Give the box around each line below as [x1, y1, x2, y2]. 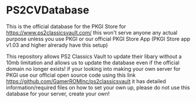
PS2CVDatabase [6, 4, 89, 17]
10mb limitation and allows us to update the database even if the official [6, 59, 180, 66]
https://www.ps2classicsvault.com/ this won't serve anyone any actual [6, 29, 178, 36]
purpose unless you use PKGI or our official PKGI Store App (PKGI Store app [6, 35, 191, 42]
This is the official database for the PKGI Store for [6, 23, 127, 30]
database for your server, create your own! [6, 90, 110, 97]
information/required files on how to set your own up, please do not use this [6, 84, 190, 91]
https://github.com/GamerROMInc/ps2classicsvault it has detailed [6, 77, 167, 85]
